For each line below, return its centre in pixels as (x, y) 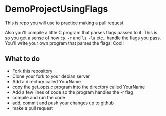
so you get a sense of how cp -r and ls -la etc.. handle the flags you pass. (83, 38)
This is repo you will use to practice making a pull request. (65, 23)
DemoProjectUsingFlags (57, 9)
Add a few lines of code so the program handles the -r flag (73, 92)
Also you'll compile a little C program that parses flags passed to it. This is (81, 32)
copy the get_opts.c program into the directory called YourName (79, 87)
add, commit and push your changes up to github (63, 103)
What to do (23, 59)
